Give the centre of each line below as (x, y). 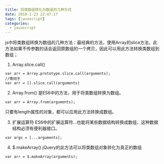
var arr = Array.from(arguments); (40, 102)
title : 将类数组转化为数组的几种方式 (38, 10)
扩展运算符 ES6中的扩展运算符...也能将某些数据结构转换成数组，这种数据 (85, 122)
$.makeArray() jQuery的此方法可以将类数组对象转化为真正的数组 (77, 147)
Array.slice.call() (29, 65)
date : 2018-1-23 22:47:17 (31, 14)
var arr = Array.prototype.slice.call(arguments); (58, 74)
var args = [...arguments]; (34, 138)
